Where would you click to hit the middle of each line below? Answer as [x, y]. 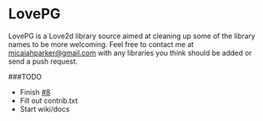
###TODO [25, 76]
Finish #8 [35, 92]
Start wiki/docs [45, 109]
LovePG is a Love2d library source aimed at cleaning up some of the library [132, 36]
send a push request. [43, 61]
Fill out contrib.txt [49, 100]
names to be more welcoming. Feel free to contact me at [101, 44]
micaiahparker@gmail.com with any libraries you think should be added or [130, 53]
